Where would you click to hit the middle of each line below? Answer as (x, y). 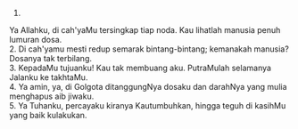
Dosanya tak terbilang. (50, 58)
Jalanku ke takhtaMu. (49, 77)
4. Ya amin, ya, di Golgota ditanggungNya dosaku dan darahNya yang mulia (148, 87)
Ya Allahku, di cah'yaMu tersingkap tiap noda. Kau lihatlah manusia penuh (145, 30)
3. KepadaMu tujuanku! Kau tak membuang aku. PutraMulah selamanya (141, 68)
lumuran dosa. (36, 40)
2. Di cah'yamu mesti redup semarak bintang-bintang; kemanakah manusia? (149, 49)
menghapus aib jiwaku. (52, 96)
